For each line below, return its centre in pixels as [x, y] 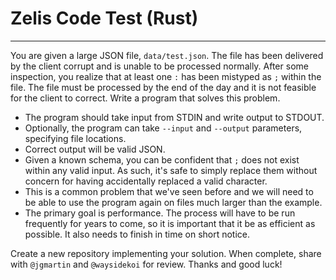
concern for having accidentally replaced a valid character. [146, 181]
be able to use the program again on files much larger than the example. [173, 202]
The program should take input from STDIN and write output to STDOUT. [174, 117]
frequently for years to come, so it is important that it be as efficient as [170, 223]
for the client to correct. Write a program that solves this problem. [145, 98]
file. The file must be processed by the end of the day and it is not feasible [163, 87]
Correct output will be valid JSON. [95, 149]
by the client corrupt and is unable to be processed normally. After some [159, 66]
